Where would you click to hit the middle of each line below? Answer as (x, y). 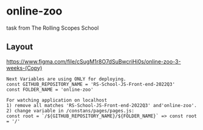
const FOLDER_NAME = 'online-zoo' (50, 89)
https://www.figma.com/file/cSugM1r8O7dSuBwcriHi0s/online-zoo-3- (94, 61)
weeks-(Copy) (24, 68)
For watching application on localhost (57, 100)
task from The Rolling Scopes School (53, 28)
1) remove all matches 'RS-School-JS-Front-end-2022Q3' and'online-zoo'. (102, 105)
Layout (20, 47)
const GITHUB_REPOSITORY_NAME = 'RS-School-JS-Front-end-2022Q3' (91, 84)
